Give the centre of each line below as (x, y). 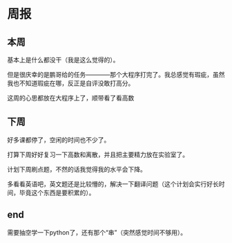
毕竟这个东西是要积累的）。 (57, 192)
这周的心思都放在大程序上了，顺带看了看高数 (71, 98)
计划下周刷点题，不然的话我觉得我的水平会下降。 (77, 169)
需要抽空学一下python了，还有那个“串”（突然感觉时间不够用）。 (97, 232)
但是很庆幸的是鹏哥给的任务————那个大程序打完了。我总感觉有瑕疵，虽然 (116, 74)
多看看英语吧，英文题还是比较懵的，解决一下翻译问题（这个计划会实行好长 (113, 183)
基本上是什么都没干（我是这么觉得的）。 (63, 60)
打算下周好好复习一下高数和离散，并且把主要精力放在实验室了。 (98, 154)
